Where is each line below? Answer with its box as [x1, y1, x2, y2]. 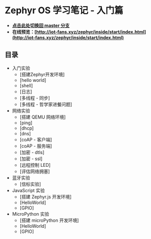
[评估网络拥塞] [19, 168, 50, 174]
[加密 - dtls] [19, 149, 45, 155]
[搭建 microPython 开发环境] [19, 217, 79, 223]
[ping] [19, 119, 32, 126]
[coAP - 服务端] [19, 143, 52, 149]
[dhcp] [19, 125, 34, 131]
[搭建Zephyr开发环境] [19, 71, 65, 77]
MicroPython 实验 [12, 211, 49, 217]
